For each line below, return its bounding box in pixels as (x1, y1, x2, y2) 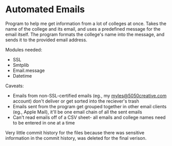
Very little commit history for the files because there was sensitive (5, 129, 145, 136)
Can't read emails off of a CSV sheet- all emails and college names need (12, 114, 166, 120)
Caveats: (5, 83, 24, 89)
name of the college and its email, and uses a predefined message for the (5, 26, 161, 32)
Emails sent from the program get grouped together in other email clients (12, 103, 167, 109)
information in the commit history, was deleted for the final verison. (5, 135, 147, 141)
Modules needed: (5, 46, 42, 53)
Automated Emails (5, 4, 85, 15)
